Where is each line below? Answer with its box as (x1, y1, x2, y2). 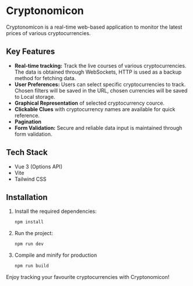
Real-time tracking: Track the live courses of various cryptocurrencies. (14, 62, 187, 69)
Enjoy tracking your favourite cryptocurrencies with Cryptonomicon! (6, 274, 170, 280)
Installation (6, 192, 48, 202)
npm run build (14, 263, 49, 269)
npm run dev (14, 241, 44, 247)
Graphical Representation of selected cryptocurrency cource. (14, 99, 165, 106)
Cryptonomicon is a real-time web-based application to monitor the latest (6, 23, 183, 30)
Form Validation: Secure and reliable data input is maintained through (14, 124, 183, 131)
